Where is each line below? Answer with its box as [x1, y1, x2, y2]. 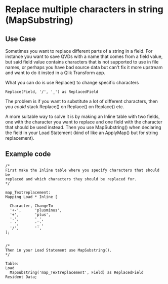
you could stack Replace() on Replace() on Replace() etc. [5, 104, 124, 110]
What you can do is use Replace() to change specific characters [5, 80, 139, 85]
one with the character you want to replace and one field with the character [5, 119, 163, 125]
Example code [5, 150, 51, 159]
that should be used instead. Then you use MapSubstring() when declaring [5, 124, 161, 130]
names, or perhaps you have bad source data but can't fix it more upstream [5, 65, 163, 70]
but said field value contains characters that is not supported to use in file [5, 59, 159, 65]
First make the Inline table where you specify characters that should [5, 168, 159, 173]
